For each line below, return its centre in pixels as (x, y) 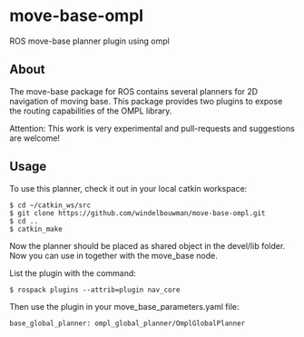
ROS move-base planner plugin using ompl (89, 41)
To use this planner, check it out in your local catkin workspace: (128, 188)
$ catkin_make (36, 229)
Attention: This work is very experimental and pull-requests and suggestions (152, 128)
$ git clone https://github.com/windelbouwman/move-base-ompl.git (137, 213)
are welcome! (35, 138)
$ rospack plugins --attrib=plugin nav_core (95, 290)
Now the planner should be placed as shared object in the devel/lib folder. (147, 245)
